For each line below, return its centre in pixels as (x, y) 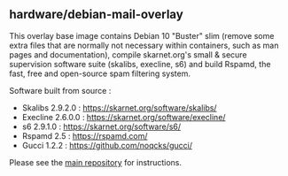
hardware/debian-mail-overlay (96, 15)
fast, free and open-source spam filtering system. (100, 73)
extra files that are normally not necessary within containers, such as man (144, 45)
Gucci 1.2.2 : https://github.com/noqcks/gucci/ (107, 145)
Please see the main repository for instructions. (96, 162)
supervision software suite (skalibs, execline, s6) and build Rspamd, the (140, 64)
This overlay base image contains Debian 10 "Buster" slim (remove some (142, 35)
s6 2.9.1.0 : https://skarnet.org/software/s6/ (101, 126)
